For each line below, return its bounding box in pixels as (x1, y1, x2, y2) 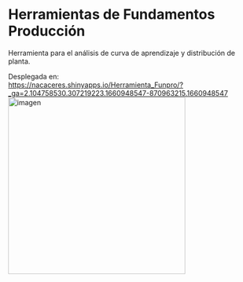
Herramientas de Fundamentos (8, 5, 215, 24)
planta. (8, 57, 31, 66)
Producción (8, 22, 86, 40)
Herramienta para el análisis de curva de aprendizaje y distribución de (8, 48, 236, 57)
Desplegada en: (8, 71, 60, 81)
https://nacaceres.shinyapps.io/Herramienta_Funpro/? (8, 80, 183, 90)
